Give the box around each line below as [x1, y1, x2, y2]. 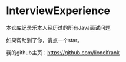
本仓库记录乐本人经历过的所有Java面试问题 [6, 24, 111, 31]
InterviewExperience [6, 4, 111, 18]
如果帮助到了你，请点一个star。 [6, 36, 83, 43]
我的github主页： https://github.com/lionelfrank [6, 49, 120, 56]
